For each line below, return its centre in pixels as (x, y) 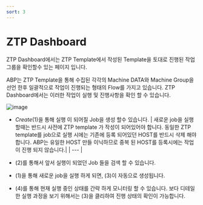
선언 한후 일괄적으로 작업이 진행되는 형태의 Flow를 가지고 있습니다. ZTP (91, 87)
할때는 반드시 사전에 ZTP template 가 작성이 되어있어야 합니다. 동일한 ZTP (103, 127)
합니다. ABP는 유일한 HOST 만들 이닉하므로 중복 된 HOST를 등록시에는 (99, 142)
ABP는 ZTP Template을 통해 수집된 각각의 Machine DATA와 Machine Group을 (100, 80)
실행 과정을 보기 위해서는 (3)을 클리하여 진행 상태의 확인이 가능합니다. (104, 196)
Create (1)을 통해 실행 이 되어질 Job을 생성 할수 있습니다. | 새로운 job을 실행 (104, 119)
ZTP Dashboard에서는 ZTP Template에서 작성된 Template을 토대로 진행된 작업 (101, 59)
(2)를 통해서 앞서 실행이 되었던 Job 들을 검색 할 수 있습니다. (85, 162)
